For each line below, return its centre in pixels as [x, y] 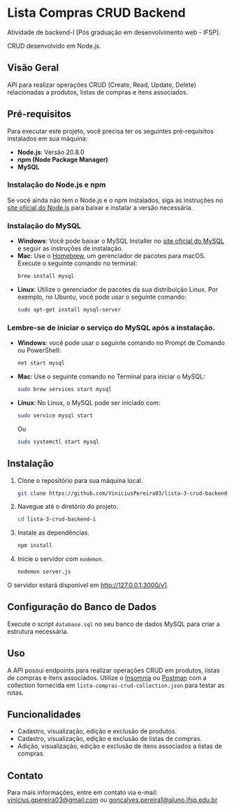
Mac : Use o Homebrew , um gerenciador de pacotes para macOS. [111, 256]
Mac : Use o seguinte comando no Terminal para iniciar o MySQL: [111, 376]
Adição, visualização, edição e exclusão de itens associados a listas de [119, 746]
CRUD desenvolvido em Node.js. [54, 45]
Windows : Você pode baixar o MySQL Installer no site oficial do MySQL [121, 241]
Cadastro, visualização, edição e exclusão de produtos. [97, 731]
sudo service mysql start [55, 415]
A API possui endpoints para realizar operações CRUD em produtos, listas [114, 670]
